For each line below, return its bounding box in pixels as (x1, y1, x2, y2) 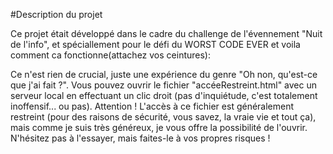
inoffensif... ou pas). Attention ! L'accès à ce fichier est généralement (10, 100, 295, 112)
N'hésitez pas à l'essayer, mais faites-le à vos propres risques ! (10, 132, 271, 144)
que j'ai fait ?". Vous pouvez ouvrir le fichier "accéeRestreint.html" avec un (10, 79, 318, 91)
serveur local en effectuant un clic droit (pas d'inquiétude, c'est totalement (10, 90, 318, 101)
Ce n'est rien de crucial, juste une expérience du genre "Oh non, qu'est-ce (10, 69, 318, 80)
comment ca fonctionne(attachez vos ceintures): (10, 49, 211, 61)
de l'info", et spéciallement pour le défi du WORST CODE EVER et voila (10, 39, 301, 50)
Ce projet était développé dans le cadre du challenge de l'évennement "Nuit (10, 28, 323, 39)
